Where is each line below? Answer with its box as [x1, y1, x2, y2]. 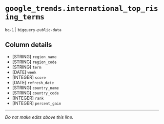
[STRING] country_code [12, 89, 59, 96]
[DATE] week [12, 69, 37, 75]
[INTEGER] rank [12, 95, 44, 101]
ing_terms [5, 13, 45, 22]
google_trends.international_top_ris [5, 4, 159, 13]
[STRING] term [12, 64, 41, 70]
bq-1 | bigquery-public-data [5, 26, 62, 33]
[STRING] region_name [12, 53, 57, 59]
